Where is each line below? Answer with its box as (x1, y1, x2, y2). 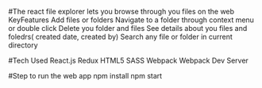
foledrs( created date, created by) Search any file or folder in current (8, 32, 233, 41)
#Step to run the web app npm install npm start (8, 71, 163, 80)
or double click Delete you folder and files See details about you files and (8, 24, 248, 33)
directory (8, 40, 38, 50)
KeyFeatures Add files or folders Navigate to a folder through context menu (8, 15, 254, 25)
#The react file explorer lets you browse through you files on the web (8, 7, 235, 16)
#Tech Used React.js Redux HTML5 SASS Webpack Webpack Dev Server (8, 55, 249, 65)
